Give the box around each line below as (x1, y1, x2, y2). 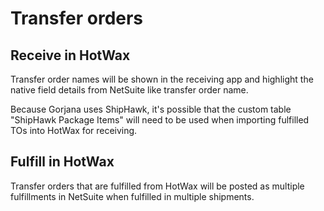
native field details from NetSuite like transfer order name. (10, 84, 249, 96)
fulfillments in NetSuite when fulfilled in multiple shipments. (10, 190, 255, 202)
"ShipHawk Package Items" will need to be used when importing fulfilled (10, 114, 310, 126)
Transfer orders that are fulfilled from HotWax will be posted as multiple (10, 180, 305, 192)
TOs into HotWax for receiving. (10, 125, 138, 136)
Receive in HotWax (10, 47, 131, 64)
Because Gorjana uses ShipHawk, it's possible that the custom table (10, 103, 292, 115)
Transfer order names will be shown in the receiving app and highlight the (10, 73, 314, 85)
